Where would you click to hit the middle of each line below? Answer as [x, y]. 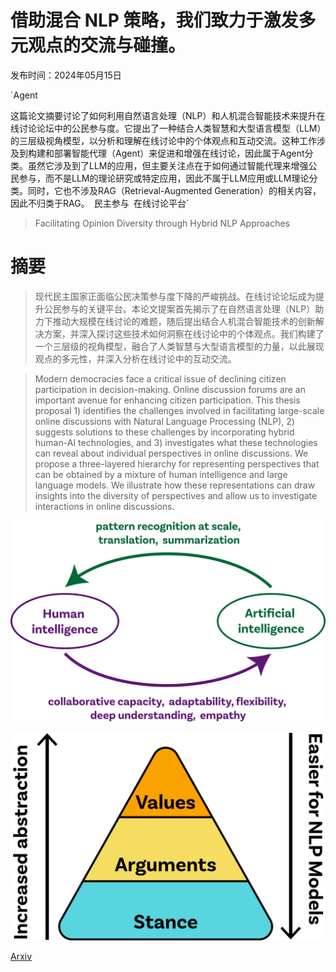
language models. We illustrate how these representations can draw [175, 485]
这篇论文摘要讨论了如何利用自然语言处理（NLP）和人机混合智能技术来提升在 [168, 115]
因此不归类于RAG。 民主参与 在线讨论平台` [100, 203]
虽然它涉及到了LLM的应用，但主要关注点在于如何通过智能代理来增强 [168, 165]
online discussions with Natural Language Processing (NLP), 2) [164, 421]
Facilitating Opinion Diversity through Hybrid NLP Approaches [162, 223]
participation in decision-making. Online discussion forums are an [170, 389]
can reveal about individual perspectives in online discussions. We [171, 453]
